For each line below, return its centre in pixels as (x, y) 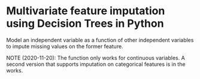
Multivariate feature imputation (86, 11)
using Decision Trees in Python (85, 23)
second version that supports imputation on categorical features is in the (96, 64)
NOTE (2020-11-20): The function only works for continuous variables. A (96, 58)
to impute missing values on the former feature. (65, 46)
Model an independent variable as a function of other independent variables (100, 40)
